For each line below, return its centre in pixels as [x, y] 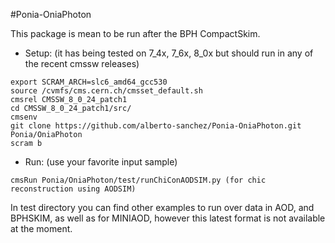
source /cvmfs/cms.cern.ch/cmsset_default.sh [106, 91]
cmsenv [24, 117]
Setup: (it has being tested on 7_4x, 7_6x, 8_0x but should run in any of [169, 53]
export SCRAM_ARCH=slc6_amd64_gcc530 [89, 82]
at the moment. [41, 228]
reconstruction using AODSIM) [73, 189]
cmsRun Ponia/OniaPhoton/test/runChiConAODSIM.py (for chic [138, 180]
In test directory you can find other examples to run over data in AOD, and [162, 207]
